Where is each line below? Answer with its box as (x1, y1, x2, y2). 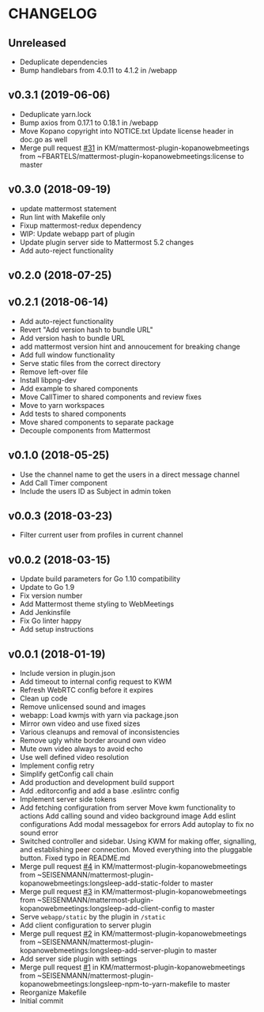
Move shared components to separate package (19, 417, 175, 427)
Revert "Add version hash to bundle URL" (19, 325, 154, 334)
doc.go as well (19, 134, 68, 144)
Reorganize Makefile (19, 987, 87, 997)
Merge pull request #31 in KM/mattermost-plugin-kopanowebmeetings (19, 143, 250, 153)
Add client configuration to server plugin (19, 920, 152, 930)
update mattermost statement (19, 203, 117, 213)
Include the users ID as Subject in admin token (19, 486, 172, 496)
